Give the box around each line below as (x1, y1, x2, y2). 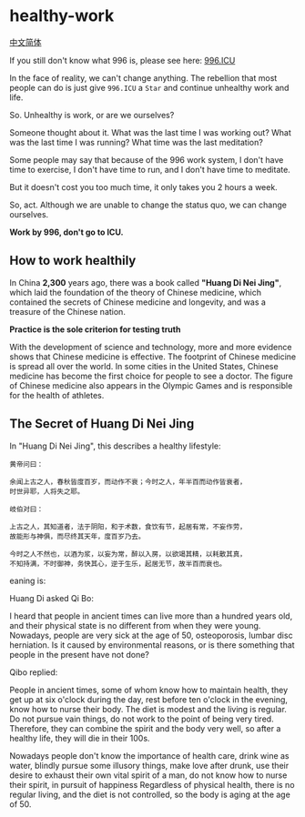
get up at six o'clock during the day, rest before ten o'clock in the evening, (9, 693, 289, 705)
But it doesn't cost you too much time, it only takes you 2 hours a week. (9, 181, 278, 192)
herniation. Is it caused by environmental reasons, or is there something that (9, 639, 295, 651)
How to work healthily (9, 253, 137, 268)
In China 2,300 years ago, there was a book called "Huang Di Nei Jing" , (9, 277, 282, 287)
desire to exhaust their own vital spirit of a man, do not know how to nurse (9, 770, 288, 781)
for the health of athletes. (9, 389, 105, 400)
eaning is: (9, 575, 46, 586)
